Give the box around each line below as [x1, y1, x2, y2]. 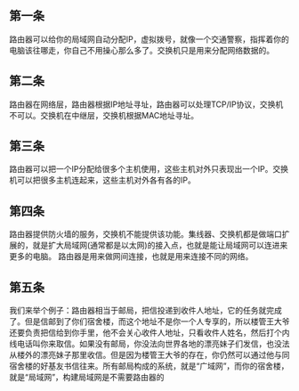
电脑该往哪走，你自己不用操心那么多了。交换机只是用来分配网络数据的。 [9, 45, 274, 55]
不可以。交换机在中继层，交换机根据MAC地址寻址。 [9, 110, 199, 120]
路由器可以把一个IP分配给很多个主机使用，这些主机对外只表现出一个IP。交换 [9, 164, 289, 175]
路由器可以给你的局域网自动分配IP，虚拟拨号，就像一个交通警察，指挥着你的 [9, 34, 289, 45]
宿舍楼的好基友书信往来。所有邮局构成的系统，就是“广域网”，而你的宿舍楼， [9, 361, 289, 371]
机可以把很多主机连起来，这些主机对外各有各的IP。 [9, 175, 196, 185]
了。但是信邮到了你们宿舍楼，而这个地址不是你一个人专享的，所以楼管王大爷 [9, 316, 290, 327]
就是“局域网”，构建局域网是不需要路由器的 [9, 372, 165, 383]
